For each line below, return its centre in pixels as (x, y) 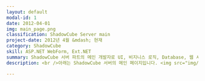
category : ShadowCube (34, 46)
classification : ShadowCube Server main (59, 35)
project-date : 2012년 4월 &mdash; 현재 (54, 40)
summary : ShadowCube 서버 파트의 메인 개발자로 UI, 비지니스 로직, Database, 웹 (100, 57)
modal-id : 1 (21, 18)
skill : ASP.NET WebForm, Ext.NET (49, 52)
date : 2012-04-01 (28, 23)
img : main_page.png (31, 29)
